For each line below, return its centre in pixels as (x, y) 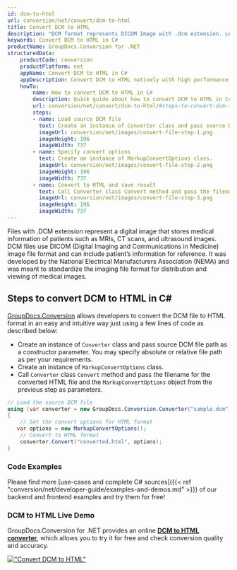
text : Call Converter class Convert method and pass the (124, 192)
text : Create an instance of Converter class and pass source (132, 126)
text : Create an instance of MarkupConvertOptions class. (126, 159)
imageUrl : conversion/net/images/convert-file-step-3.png (126, 198)
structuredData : (31, 54)
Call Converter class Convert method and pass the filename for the (114, 374)
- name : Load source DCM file (77, 119)
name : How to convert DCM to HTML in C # (93, 93)
